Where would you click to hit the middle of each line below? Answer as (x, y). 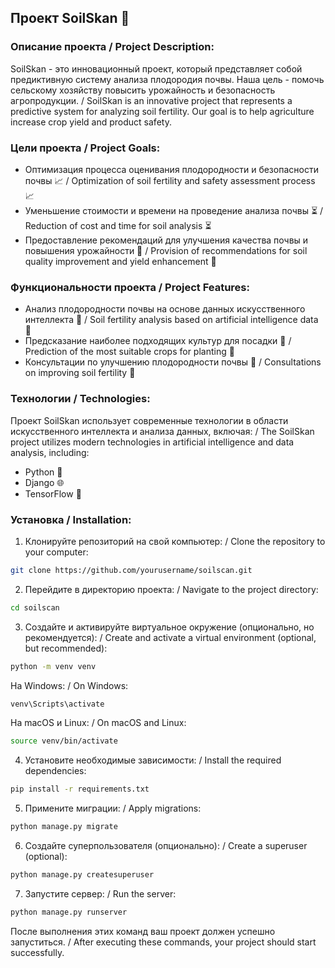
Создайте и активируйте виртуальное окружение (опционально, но (169, 627)
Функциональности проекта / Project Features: (130, 287)
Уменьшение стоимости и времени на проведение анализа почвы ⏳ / (174, 210)
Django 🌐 (44, 482)
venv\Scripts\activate (57, 704)
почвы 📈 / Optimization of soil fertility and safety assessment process (170, 180)
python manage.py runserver (69, 912)
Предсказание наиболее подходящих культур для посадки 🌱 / (158, 341)
